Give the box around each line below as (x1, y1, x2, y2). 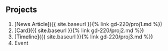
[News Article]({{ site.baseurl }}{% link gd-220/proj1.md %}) (14, 20, 163, 27)
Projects (5, 5, 38, 15)
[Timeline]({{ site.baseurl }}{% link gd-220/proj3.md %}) (14, 33, 153, 40)
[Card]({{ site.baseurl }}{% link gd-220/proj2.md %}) (14, 27, 144, 34)
